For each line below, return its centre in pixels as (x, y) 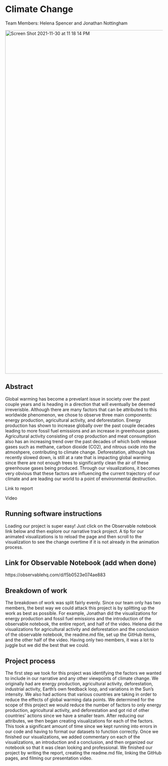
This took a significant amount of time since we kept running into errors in (81, 726)
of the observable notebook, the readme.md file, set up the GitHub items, (80, 635)
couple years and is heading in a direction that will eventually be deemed (80, 404)
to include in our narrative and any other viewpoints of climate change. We (82, 678)
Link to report (19, 488)
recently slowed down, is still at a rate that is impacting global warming (78, 457)
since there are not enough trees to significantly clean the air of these (77, 463)
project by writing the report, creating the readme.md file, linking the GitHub (83, 753)
